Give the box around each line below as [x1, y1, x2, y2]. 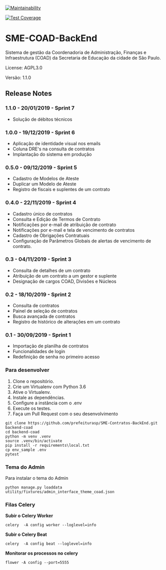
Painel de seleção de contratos [12, 308, 78, 314]
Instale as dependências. [12, 394, 65, 400]
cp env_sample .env [5, 447, 47, 452]
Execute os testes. [12, 405, 52, 411]
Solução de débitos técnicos [12, 116, 73, 122]
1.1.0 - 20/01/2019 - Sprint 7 [5, 104, 75, 112]
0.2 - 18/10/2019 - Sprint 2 [5, 291, 72, 298]
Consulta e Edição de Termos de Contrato [12, 216, 101, 222]
